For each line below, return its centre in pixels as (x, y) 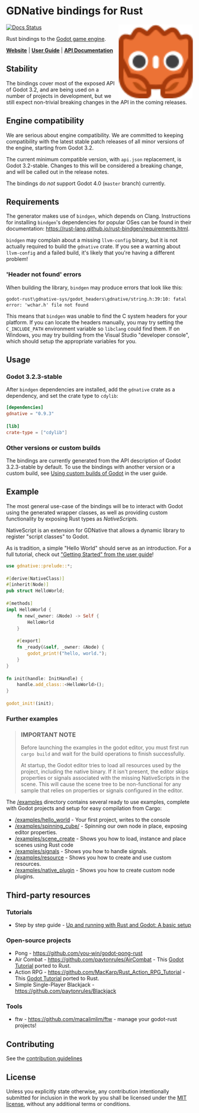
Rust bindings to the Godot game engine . (56, 39)
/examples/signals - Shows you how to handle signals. (81, 852)
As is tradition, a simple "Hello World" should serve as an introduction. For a (99, 548)
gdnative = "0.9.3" (30, 414)
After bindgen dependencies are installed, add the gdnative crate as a (91, 390)
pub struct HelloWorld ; (36, 591)
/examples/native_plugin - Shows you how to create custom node (95, 870)
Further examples (32, 719)
